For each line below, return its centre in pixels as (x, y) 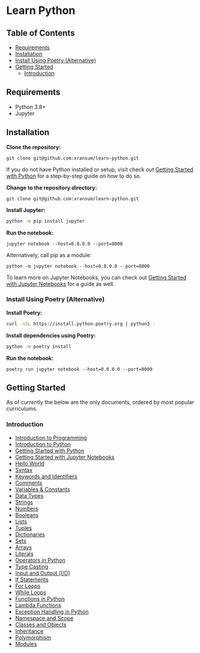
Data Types (29, 495)
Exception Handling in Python (52, 611)
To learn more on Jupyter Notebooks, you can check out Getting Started (96, 277)
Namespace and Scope (44, 618)
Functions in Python (40, 598)
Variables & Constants (43, 489)
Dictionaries (30, 534)
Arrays (23, 547)
